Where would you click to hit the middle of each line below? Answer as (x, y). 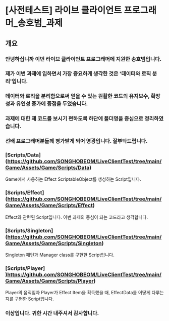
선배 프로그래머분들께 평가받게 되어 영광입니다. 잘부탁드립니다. (76, 141)
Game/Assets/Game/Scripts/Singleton (53, 243)
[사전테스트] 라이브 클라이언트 (64, 10)
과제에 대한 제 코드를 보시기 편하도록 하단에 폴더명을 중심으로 (74, 118)
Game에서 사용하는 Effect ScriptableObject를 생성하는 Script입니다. (73, 179)
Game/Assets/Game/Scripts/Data (47, 168)
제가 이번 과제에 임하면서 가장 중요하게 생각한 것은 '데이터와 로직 (78, 74)
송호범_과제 (40, 23)
